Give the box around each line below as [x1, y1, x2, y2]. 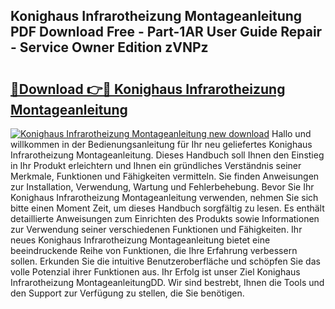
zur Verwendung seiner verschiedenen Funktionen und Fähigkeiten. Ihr [10, 224, 303, 235]
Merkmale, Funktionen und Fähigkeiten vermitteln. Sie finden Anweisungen [10, 170, 320, 182]
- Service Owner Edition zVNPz [10, 39, 209, 56]
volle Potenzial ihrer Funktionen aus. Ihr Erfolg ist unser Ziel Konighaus [10, 266, 301, 278]
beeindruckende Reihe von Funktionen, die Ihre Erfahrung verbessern [10, 245, 298, 256]
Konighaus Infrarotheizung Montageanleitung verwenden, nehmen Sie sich [10, 192, 319, 203]
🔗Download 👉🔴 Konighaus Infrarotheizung [10, 80, 286, 98]
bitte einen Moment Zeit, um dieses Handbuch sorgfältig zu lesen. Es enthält [10, 202, 325, 214]
